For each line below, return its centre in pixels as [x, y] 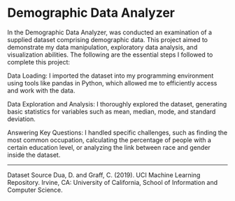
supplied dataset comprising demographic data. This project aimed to [108, 39]
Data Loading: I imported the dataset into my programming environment [111, 76]
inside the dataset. [34, 155]
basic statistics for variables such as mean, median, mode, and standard [112, 111]
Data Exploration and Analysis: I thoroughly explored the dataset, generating [117, 104]
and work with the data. [41, 90]
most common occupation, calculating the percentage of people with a [109, 140]
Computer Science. [35, 190]
